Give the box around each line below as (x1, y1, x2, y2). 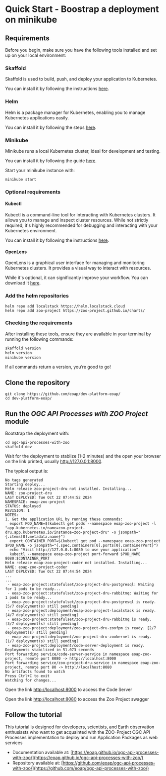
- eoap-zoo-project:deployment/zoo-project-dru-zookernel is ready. (7, 634, 152, 640)
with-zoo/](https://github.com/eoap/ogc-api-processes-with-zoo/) (12, 765, 149, 771)
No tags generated (5, 478, 43, 483)
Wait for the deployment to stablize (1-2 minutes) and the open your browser (5, 453, 161, 459)
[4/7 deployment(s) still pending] (5, 613, 79, 618)
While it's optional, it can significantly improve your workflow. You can (5, 275, 148, 281)
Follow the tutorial (5, 710, 62, 719)
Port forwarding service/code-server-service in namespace (5, 652, 130, 657)
